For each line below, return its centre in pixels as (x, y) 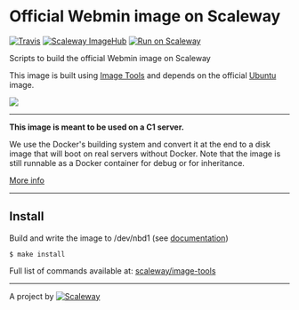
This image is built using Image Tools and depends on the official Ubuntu (143, 75)
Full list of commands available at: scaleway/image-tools (113, 270)
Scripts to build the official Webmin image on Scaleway (110, 58)
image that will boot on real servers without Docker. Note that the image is (145, 154)
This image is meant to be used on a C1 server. (97, 127)
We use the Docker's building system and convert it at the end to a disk (140, 144)
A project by (32, 296)
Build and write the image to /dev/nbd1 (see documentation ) (119, 238)
